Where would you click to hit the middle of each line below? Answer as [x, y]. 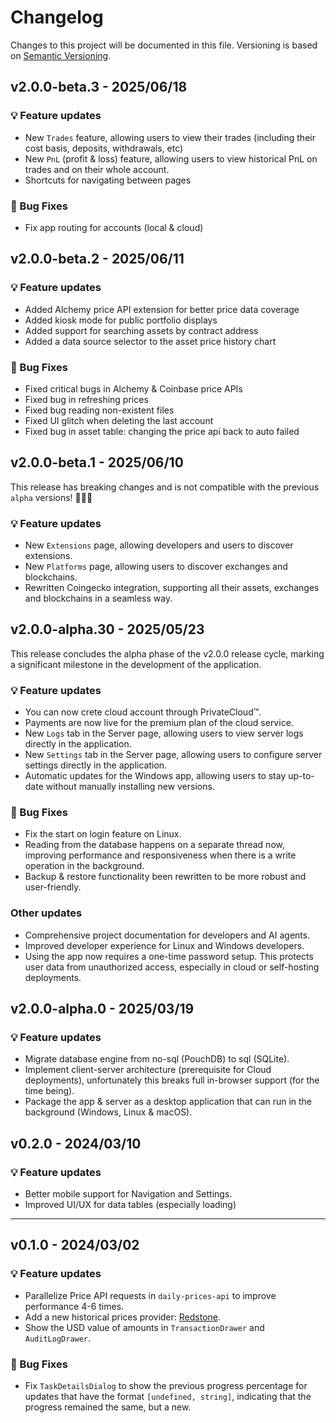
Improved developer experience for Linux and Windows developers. [164, 945]
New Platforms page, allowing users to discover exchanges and [156, 567]
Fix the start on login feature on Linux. [103, 834]
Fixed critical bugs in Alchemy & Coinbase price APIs [133, 388]
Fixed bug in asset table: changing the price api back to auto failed [162, 431]
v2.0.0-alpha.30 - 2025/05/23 [107, 629]
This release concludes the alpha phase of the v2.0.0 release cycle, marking [167, 653]
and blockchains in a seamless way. [98, 598]
